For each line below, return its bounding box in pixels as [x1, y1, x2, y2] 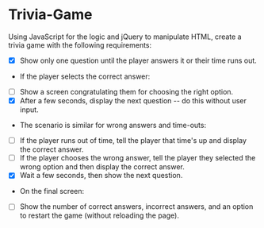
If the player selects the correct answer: [19, 71, 151, 81]
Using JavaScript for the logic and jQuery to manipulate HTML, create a [8, 32, 242, 41]
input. [19, 105, 39, 114]
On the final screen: [19, 187, 85, 196]
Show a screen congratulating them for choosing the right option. [19, 87, 234, 96]
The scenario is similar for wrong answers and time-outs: [19, 121, 207, 130]
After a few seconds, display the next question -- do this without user [19, 96, 247, 106]
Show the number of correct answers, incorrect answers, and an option [19, 202, 254, 211]
